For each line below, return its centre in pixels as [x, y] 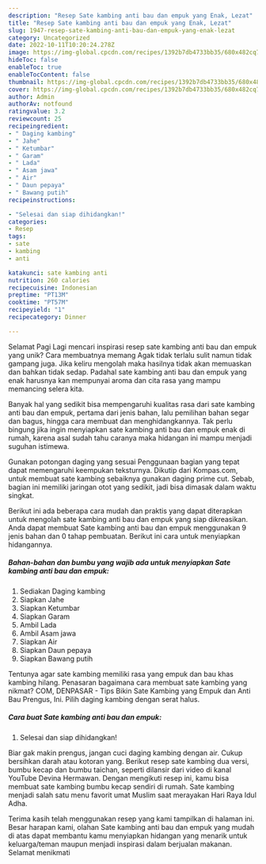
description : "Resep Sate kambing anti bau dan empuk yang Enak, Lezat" [131, 15]
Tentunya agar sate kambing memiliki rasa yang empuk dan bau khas [121, 674]
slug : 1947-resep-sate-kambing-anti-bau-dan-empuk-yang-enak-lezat [122, 30]
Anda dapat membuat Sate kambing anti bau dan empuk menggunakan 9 [127, 528]
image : [19, 52]
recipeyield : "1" [37, 310]
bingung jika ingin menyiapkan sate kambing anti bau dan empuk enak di [127, 429]
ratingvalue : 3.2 [37, 112]
